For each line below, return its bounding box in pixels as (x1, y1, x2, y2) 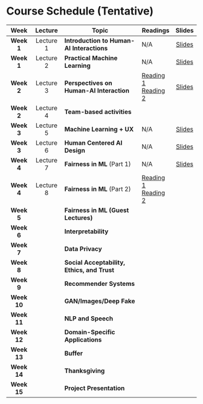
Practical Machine (64, 53, 118, 62)
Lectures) (64, 213, 93, 222)
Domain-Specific (64, 328, 115, 336)
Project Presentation (64, 383, 125, 392)
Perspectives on (64, 79, 113, 87)
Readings (141, 26, 170, 35)
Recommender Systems (64, 279, 135, 288)
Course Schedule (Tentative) (6, 4, 154, 18)
